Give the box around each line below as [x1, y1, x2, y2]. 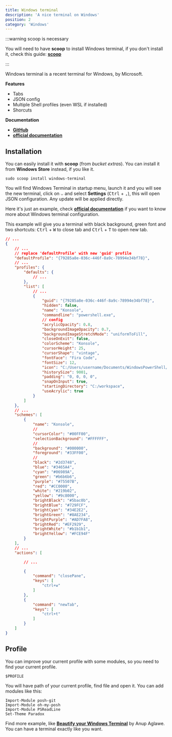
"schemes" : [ [14, 412, 42, 417]
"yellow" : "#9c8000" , [32, 493, 79, 499]
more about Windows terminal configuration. [5, 211, 100, 217]
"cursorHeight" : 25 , [41, 346, 86, 351]
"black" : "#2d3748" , [32, 460, 77, 465]
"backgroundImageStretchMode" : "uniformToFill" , [41, 331, 147, 337]
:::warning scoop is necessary [5, 36, 69, 42]
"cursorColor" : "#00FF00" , [32, 431, 91, 436]
